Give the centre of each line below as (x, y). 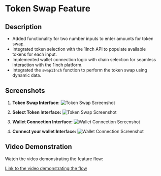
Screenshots (25, 91)
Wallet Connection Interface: (42, 122)
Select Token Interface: (37, 112)
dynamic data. (27, 75)
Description (23, 27)
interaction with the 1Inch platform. (47, 65)
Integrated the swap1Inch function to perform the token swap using (80, 70)
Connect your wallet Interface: (44, 131)
